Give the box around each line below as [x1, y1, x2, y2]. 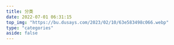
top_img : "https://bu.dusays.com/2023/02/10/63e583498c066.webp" [6, 19, 169, 25]
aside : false [6, 30, 38, 36]
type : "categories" [6, 25, 54, 31]
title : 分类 [6, 8, 33, 15]
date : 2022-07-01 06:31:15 [6, 14, 72, 20]
